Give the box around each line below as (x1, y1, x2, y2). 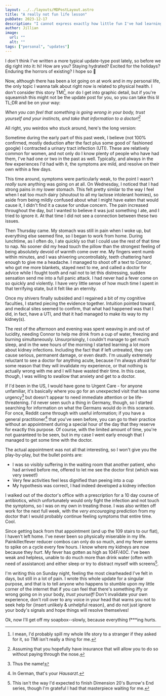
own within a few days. (5, 166, 52, 172)
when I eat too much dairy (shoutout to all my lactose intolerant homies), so (5, 191, 159, 197)
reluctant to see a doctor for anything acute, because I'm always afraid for (5, 357, 157, 363)
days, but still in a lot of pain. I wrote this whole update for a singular (5, 576, 144, 581)
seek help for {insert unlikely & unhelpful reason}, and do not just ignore (5, 602, 152, 608)
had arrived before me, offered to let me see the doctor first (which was (12, 467, 159, 473)
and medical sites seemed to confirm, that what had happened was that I (5, 305, 154, 311)
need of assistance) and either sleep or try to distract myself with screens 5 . (5, 560, 159, 567)
